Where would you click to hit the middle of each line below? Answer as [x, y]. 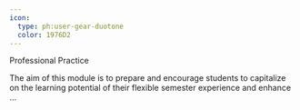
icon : [20, 18]
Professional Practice [49, 61]
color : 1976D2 [44, 35]
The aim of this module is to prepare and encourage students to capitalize [148, 78]
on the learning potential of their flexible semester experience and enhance [150, 88]
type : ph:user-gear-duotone [71, 26]
